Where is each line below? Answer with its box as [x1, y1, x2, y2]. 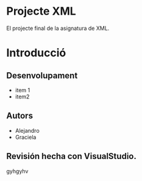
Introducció [6, 46, 66, 60]
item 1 [15, 86, 30, 94]
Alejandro [15, 127, 40, 134]
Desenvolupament [6, 70, 78, 81]
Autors [6, 111, 34, 121]
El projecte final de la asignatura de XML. [6, 24, 110, 32]
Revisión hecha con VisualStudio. [6, 151, 137, 161]
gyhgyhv [6, 167, 29, 175]
